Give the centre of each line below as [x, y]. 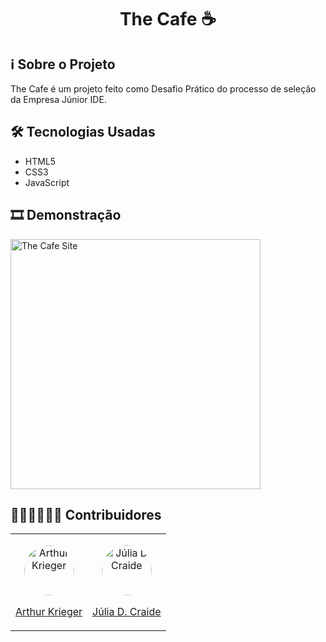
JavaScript [47, 182]
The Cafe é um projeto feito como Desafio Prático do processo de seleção [163, 89]
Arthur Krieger [49, 612]
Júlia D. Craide [127, 612]
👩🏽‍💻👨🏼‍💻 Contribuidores [86, 515]
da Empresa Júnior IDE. [58, 99]
